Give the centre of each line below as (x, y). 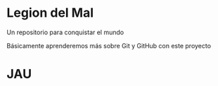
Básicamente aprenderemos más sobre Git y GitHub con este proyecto (109, 45)
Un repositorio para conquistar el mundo (65, 32)
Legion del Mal (50, 13)
